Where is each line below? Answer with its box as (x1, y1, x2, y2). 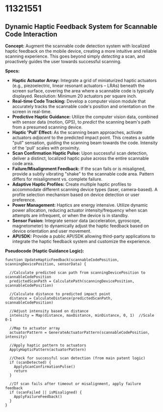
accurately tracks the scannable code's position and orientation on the (12, 104, 155, 109)
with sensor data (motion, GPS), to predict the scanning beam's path (12, 119, 151, 125)
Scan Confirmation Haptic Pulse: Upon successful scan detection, (12, 150, 148, 156)
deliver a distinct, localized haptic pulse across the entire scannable (12, 155, 149, 161)
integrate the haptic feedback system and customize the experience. (12, 239, 151, 244)
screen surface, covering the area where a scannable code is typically (12, 88, 154, 93)
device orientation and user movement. (12, 228, 92, 234)
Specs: (5, 68, 20, 74)
